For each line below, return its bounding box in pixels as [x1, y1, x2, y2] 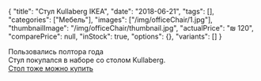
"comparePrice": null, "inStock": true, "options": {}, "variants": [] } [8, 31, 222, 41]
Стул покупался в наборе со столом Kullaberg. [8, 55, 166, 64]
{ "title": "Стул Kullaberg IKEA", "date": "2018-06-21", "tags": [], [8, 7, 215, 16]
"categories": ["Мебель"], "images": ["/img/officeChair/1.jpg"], [8, 15, 214, 24]
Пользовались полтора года [8, 47, 104, 56]
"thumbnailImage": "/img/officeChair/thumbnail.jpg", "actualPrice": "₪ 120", [8, 24, 255, 32]
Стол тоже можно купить [8, 64, 93, 73]
